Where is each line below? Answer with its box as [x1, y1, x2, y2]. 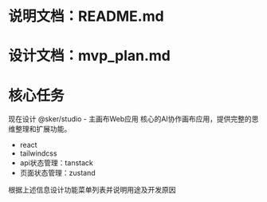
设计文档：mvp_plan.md [8, 47, 171, 65]
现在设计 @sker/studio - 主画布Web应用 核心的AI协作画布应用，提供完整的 [8, 114, 253, 124]
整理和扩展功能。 [14, 125, 72, 134]
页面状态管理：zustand [19, 168, 96, 178]
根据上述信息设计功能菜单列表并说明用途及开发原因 [8, 185, 176, 195]
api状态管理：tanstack [19, 158, 93, 168]
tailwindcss [19, 149, 57, 158]
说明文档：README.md [8, 7, 165, 26]
